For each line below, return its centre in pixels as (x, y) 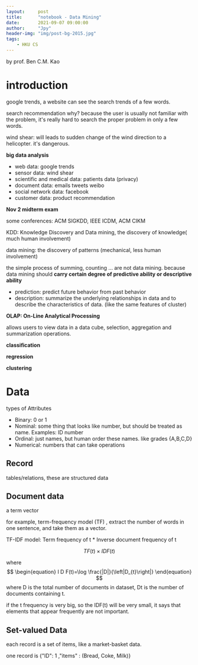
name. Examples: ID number (49, 432)
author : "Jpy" (29, 28)
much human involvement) (38, 238)
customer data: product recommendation (65, 198)
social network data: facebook (52, 191)
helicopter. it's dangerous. (38, 143)
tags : (13, 39)
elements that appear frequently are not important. (68, 611)
